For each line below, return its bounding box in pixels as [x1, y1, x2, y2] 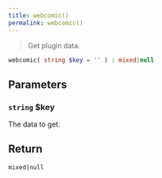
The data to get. [8, 119, 61, 129]
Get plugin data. [27, 40, 81, 50]
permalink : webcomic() [8, 19, 83, 27]
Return [8, 142, 43, 156]
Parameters [8, 78, 67, 91]
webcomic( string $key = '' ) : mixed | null [8, 56, 155, 64]
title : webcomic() [8, 11, 69, 20]
